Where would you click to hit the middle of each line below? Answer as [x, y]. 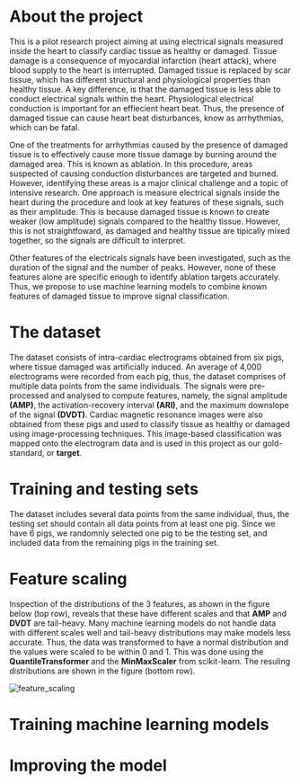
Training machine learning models [139, 724]
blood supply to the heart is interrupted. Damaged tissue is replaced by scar [150, 70]
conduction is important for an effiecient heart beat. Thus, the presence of [147, 108]
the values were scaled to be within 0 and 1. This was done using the [137, 651]
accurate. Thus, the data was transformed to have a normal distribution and [149, 642]
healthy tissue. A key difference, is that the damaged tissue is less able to [145, 89]
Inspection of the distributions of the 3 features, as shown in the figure [140, 603]
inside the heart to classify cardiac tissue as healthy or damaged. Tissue [143, 50]
